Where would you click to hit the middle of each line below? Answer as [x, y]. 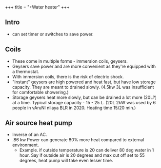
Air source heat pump [39, 123]
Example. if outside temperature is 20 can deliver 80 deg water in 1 [87, 150]
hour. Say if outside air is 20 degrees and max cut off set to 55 [82, 155]
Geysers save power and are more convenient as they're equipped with [84, 66]
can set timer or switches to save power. [53, 34]
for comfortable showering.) [40, 92]
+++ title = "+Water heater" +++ [37, 7]
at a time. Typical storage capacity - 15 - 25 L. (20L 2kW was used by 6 [84, 102]
